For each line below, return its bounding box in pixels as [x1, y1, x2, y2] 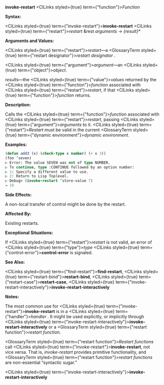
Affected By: [5, 211, 32, 217]
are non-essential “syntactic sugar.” [5, 360, 77, 365]
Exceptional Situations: [5, 230, 53, 236]
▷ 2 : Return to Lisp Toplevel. [5, 174, 69, 179]
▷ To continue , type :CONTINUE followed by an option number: [5, 165, 135, 169]
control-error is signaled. [41, 250, 93, 255]
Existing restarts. [5, 220, 39, 226]
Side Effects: [5, 192, 32, 197]
